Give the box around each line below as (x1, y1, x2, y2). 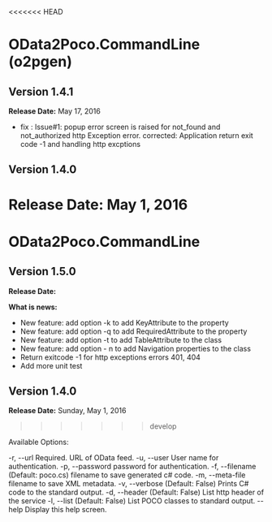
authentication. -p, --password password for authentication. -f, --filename (8, 462, 257, 472)
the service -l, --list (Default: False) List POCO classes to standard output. (8, 496, 256, 506)
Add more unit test (19, 360, 83, 370)
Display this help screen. (24, 505, 107, 515)
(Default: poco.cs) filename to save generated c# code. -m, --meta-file (8, 470, 246, 480)
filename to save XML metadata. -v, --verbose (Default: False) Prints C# (8, 479, 249, 489)
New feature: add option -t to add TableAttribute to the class (19, 334, 222, 344)
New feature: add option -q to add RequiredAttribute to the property (19, 326, 248, 336)
